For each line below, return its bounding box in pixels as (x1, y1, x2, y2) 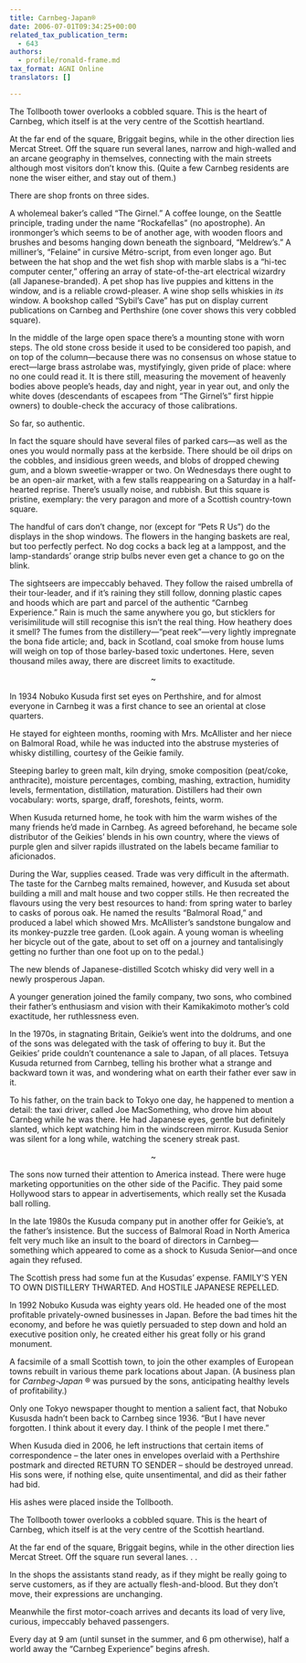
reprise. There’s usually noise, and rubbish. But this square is (40, 483, 270, 494)
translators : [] (9, 73, 71, 82)
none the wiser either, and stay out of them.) (9, 172, 176, 183)
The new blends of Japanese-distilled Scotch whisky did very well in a (9, 963, 275, 974)
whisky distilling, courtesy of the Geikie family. (9, 747, 185, 758)
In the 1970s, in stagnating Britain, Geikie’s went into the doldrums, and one (9, 1028, 292, 1039)
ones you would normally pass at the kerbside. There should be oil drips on (9, 445, 293, 456)
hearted (9, 483, 39, 494)
